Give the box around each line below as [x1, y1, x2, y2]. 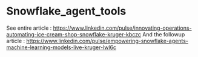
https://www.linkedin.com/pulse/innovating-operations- [53, 24, 192, 32]
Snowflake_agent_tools [6, 4, 127, 18]
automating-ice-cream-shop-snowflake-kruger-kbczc [6, 30, 141, 38]
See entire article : [6, 24, 52, 32]
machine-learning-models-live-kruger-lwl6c [6, 44, 117, 51]
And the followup [142, 30, 185, 38]
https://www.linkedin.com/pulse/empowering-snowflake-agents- [26, 37, 189, 44]
